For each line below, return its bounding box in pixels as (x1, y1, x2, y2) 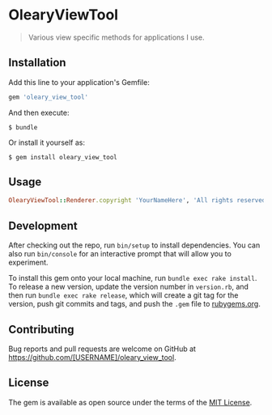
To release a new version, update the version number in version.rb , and (8, 282, 249, 292)
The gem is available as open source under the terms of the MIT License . (8, 397, 253, 407)
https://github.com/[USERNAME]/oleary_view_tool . (8, 352, 176, 362)
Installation (8, 56, 66, 70)
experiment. (8, 257, 49, 268)
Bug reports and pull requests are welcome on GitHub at (8, 344, 197, 354)
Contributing (8, 322, 74, 337)
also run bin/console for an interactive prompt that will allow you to (8, 249, 232, 259)
